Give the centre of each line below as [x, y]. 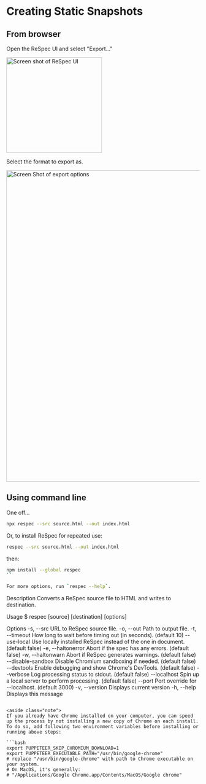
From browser [34, 34]
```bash [16, 743]
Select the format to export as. [45, 162]
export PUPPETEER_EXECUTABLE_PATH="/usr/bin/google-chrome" [85, 754]
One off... [18, 512]
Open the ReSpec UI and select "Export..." [59, 49]
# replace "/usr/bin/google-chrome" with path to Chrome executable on [100, 759]
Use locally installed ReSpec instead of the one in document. [108, 642]
